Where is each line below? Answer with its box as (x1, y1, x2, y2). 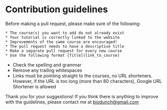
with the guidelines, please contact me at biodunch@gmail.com (5, 99, 139, 105)
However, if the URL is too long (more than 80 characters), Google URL (12, 78, 162, 84)
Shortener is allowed (12, 83, 56, 90)
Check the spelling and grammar (12, 61, 82, 68)
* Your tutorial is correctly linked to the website (5, 35, 120, 40)
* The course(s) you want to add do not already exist (5, 30, 125, 35)
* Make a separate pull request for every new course (5, 48, 123, 53)
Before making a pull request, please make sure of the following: (5, 20, 141, 27)
